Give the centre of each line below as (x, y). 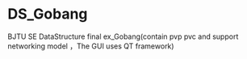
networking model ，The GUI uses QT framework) (91, 46)
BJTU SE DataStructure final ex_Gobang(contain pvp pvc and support (123, 36)
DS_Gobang (48, 14)
